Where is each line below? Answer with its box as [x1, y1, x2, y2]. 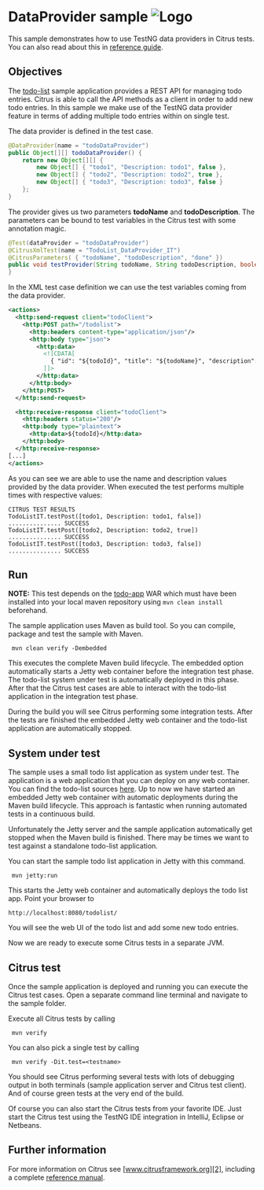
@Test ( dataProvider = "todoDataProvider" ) [8, 238, 149, 247]
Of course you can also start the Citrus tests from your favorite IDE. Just [8, 1103, 242, 1113]
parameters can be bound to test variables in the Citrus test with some [8, 215, 236, 224]
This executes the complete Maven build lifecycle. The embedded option [8, 658, 244, 668]
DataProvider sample [8, 8, 148, 26]
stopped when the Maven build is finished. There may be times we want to [8, 833, 249, 842]
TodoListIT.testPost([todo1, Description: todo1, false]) [8, 512, 202, 520]
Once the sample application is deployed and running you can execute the [8, 981, 249, 991]
